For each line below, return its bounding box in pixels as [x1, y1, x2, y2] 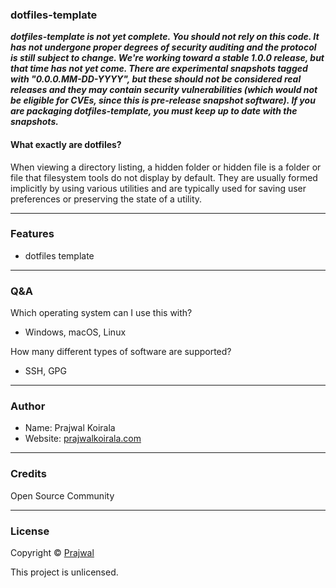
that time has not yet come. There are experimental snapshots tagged [10, 63, 308, 75]
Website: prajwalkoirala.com [24, 433, 142, 445]
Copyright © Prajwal [10, 546, 95, 558]
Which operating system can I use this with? [10, 307, 193, 319]
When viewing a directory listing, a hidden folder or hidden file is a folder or [10, 161, 322, 173]
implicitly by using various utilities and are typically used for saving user [10, 182, 307, 194]
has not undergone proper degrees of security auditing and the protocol [10, 41, 317, 53]
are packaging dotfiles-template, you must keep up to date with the [10, 105, 298, 117]
